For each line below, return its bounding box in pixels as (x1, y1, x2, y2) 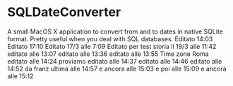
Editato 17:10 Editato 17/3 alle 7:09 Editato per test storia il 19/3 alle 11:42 (7, 42, 217, 50)
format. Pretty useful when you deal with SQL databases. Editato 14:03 (7, 34, 213, 43)
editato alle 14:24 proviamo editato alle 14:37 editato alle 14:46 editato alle (7, 57, 222, 65)
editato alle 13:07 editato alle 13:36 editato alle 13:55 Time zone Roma (7, 50, 210, 58)
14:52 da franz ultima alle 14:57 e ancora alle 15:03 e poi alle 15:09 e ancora (7, 64, 227, 73)
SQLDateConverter (7, 4, 121, 20)
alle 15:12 (7, 71, 34, 80)
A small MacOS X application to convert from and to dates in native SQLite (7, 27, 224, 36)
